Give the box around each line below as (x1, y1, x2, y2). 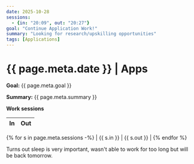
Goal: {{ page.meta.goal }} (6, 82, 72, 89)
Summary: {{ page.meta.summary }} (6, 93, 98, 100)
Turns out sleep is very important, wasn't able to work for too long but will (6, 146, 189, 153)
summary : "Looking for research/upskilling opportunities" (6, 31, 157, 37)
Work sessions (6, 105, 44, 112)
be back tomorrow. (6, 151, 53, 159)
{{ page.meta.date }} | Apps (6, 62, 148, 76)
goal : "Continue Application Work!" (6, 25, 98, 32)
